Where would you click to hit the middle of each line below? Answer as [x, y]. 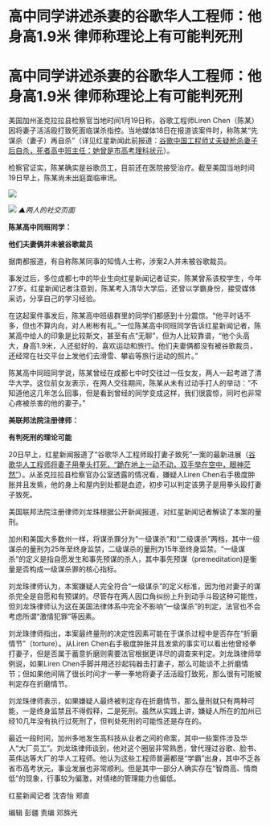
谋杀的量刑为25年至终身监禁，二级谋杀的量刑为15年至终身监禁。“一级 [123, 549]
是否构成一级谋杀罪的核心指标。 [68, 569]
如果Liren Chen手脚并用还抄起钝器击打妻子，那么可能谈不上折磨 [135, 664]
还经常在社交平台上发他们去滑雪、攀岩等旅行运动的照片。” [103, 356]
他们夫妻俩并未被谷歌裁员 [51, 244]
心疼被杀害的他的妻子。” [47, 403]
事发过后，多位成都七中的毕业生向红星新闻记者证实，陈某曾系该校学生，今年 [135, 278]
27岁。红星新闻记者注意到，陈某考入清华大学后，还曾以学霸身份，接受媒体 [132, 289]
